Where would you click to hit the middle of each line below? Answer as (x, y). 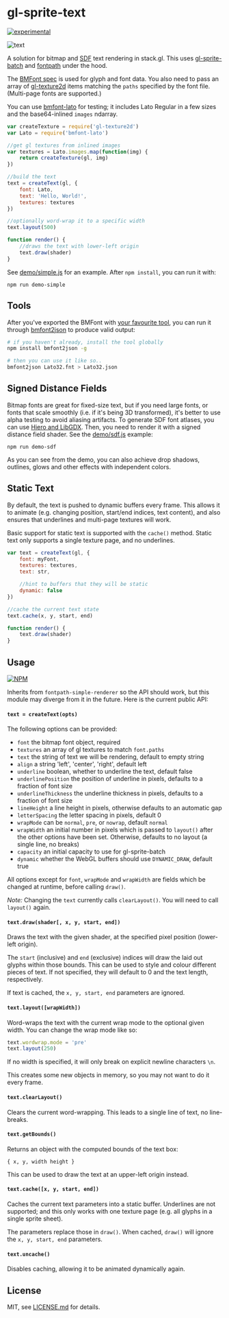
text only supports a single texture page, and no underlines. (91, 540)
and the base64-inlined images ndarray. (63, 114)
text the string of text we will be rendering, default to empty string (110, 757)
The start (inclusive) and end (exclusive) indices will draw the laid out (105, 958)
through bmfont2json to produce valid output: (71, 329)
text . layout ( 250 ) (32, 1049)
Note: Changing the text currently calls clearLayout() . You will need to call (113, 900)
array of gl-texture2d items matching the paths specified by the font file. (109, 86)
